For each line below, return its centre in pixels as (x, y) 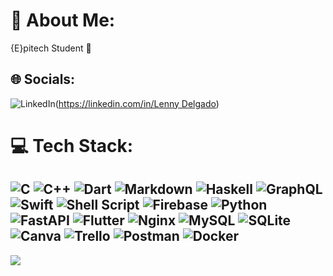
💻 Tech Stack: (72, 145)
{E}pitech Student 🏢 (51, 48)
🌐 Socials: (43, 79)
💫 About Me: (63, 20)
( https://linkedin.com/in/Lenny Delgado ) (137, 103)
